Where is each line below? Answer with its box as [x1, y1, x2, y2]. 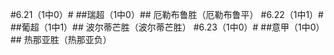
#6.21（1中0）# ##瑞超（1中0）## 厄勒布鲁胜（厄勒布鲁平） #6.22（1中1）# [10, 9, 324, 20]
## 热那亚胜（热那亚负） [10, 34, 112, 45]
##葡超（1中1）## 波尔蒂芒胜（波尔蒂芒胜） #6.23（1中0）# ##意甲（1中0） [10, 21, 325, 33]
